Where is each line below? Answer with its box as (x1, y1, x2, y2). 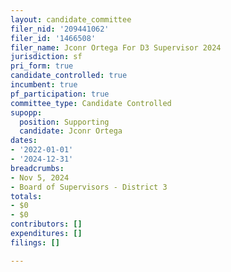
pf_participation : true (10, 89, 110, 99)
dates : (10, 136, 38, 146)
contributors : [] (10, 219, 83, 230)
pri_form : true (10, 61, 74, 71)
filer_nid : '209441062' (10, 24, 110, 34)
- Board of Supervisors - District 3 (10, 182, 168, 192)
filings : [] (10, 237, 60, 248)
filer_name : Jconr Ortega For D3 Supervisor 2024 (10, 42, 222, 53)
